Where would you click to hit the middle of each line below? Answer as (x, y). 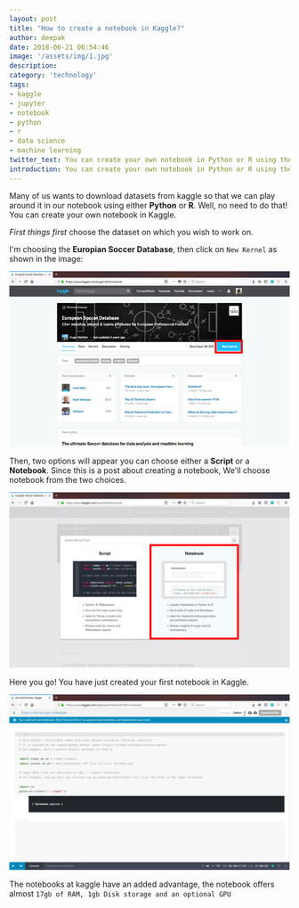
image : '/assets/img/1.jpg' (61, 57)
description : (33, 66)
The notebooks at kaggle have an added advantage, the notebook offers (142, 884)
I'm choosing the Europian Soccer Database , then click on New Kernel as (143, 249)
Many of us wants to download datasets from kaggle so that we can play (142, 195)
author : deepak (37, 37)
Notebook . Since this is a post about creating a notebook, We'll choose (140, 470)
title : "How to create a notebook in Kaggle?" (97, 28)
